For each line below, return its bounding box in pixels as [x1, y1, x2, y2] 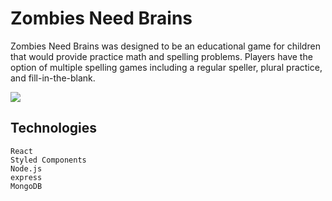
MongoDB [10, 181, 43, 191]
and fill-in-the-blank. [10, 72, 96, 84]
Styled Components [10, 155, 87, 165]
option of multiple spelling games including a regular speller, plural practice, [10, 61, 323, 73]
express [10, 172, 43, 182]
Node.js [10, 163, 43, 174]
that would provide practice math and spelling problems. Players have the [10, 50, 313, 62]
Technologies [10, 120, 98, 137]
